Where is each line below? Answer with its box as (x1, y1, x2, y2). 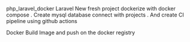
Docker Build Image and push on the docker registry (6, 29, 135, 36)
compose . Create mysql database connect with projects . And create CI (6, 11, 184, 18)
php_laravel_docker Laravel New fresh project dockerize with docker (6, 5, 176, 12)
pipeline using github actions (6, 18, 78, 24)
